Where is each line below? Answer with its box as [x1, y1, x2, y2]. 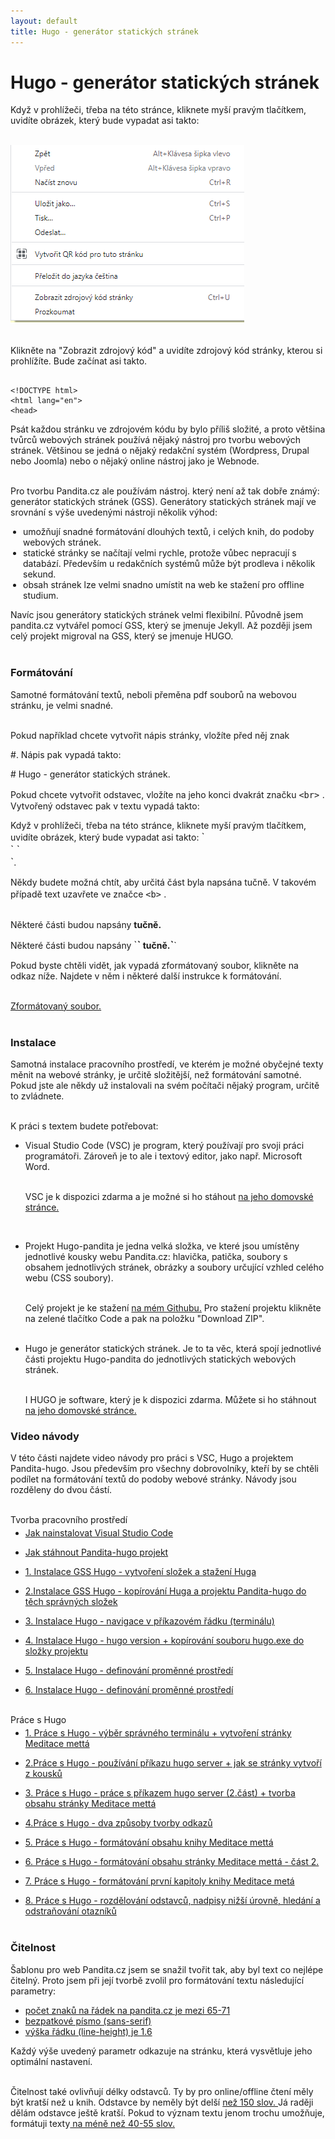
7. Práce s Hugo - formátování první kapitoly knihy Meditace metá [24, 1875, 295, 1887]
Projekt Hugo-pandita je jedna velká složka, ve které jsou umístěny [24, 1240, 300, 1252]
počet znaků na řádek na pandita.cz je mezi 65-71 [24, 2004, 231, 2016]
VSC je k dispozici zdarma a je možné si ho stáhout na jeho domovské [24, 1191, 314, 1203]
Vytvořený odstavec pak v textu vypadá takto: [10, 800, 200, 812]
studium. [23, 590, 59, 602]
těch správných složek [24, 1596, 118, 1608]
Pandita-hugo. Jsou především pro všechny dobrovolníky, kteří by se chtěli [10, 1463, 320, 1475]
